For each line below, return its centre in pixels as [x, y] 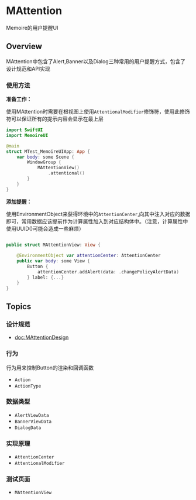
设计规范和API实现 [28, 69]
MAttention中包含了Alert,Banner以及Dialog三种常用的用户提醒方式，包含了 [96, 61]
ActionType [28, 386]
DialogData [28, 428]
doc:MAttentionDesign [42, 337]
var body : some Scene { [46, 157]
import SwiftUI [25, 130]
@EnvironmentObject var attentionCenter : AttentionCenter [89, 256]
